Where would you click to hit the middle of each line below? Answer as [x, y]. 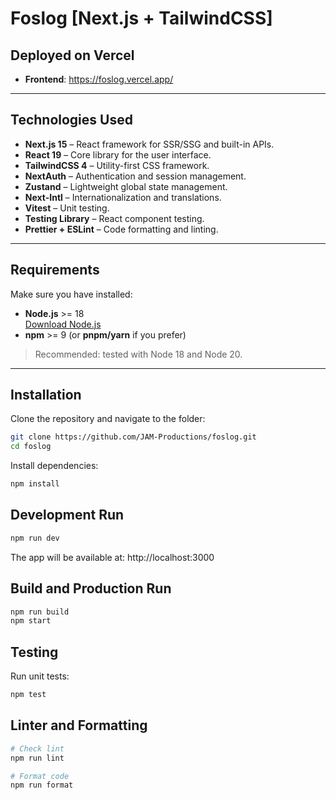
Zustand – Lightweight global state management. [126, 186]
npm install [35, 484]
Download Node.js [63, 324]
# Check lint [37, 748]
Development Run [67, 515]
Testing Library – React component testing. [114, 218]
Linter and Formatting [79, 725]
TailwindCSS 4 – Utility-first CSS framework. [117, 165]
